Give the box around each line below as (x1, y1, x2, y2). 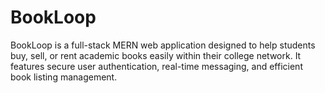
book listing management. (10, 71, 118, 83)
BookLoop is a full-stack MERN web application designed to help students (10, 39, 316, 51)
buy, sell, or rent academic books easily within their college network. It (10, 49, 302, 61)
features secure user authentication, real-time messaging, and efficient (10, 60, 303, 72)
